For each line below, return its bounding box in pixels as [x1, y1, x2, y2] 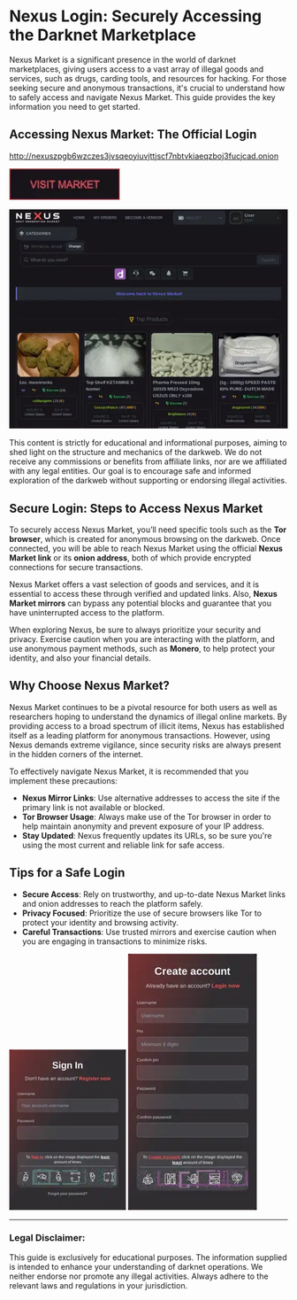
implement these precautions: [9, 775, 118, 785]
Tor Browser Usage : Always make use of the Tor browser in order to [21, 811, 271, 822]
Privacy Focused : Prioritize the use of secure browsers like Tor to [21, 908, 263, 918]
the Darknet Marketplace [9, 25, 196, 45]
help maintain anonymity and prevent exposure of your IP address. [21, 821, 265, 832]
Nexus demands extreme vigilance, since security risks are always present [9, 739, 281, 750]
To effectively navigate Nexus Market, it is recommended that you [9, 766, 249, 777]
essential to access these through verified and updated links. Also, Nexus [9, 588, 278, 599]
